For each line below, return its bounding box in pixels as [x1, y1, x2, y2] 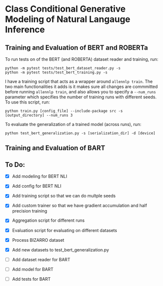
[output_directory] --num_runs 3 [5, 113, 73, 118]
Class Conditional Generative [5, 3, 126, 15]
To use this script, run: [5, 99, 50, 105]
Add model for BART [12, 266, 54, 272]
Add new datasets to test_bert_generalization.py [12, 247, 109, 252]
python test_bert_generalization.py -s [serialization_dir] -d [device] [5, 131, 156, 136]
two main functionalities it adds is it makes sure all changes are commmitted [5, 84, 158, 89]
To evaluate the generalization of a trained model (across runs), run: [5, 122, 142, 127]
